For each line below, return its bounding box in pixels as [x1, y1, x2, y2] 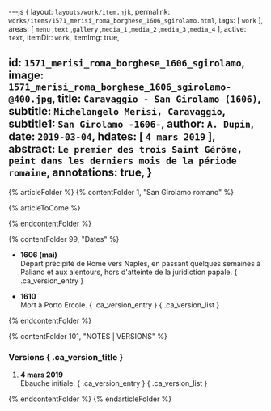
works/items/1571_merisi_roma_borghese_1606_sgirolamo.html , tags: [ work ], [8, 15, 264, 25]
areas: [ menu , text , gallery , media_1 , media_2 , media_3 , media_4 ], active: [8, 24, 247, 33]
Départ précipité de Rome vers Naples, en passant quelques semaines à [19, 258, 261, 268]
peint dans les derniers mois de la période [8, 155, 237, 167]
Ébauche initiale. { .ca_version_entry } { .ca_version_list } [19, 379, 208, 388]
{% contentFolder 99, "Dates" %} [8, 234, 120, 244]
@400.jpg [8, 93, 53, 105]
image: [8, 69, 44, 83]
